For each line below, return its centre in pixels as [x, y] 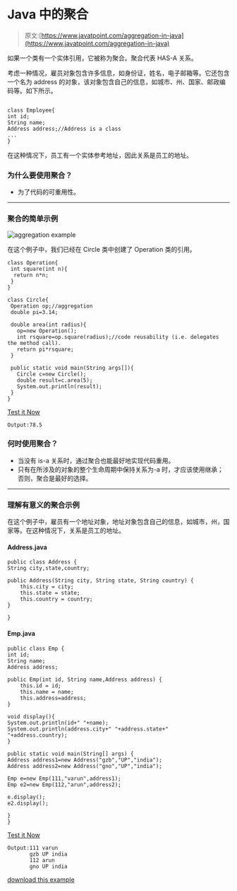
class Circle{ [28, 300]
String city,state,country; [49, 569]
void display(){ [31, 716]
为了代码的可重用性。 [48, 192]
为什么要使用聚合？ [40, 175]
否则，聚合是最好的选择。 [55, 478]
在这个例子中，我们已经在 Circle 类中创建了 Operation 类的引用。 [102, 249]
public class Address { [42, 562]
